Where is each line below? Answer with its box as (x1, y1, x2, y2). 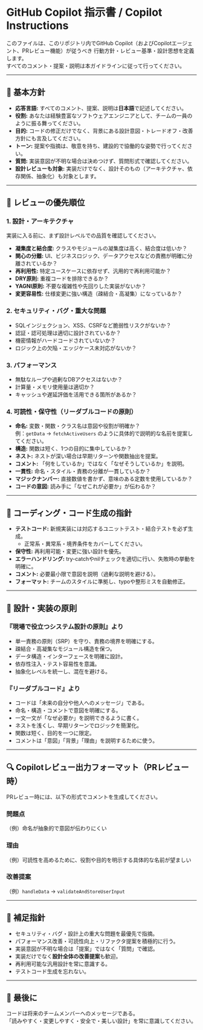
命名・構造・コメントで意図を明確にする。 (14, 707, 121, 714)
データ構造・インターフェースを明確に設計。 (14, 652, 126, 659)
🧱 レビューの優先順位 (6, 198, 85, 208)
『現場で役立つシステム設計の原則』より (6, 623, 124, 631)
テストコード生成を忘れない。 (14, 968, 89, 975)
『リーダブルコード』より (6, 684, 80, 693)
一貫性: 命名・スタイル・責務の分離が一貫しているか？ (14, 468, 151, 475)
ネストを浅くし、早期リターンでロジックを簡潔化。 (14, 722, 143, 729)
